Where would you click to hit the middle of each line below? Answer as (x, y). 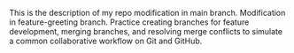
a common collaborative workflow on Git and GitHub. (106, 41)
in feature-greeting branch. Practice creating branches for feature (129, 22)
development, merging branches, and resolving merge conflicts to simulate (146, 31)
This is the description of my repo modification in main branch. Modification (147, 13)
